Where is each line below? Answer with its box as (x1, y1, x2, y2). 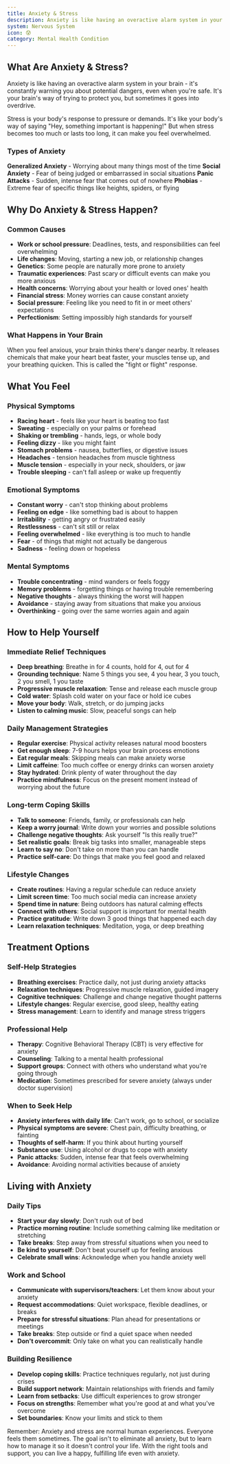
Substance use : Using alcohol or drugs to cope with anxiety (16, 1146, 187, 1154)
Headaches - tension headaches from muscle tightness (16, 453, 176, 461)
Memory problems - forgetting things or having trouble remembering (16, 584, 214, 593)
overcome (16, 1406, 46, 1414)
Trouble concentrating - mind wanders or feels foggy (16, 577, 170, 585)
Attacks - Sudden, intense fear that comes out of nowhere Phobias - (7, 177, 203, 185)
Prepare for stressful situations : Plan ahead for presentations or (16, 1315, 201, 1324)
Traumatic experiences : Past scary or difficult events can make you (16, 269, 211, 277)
